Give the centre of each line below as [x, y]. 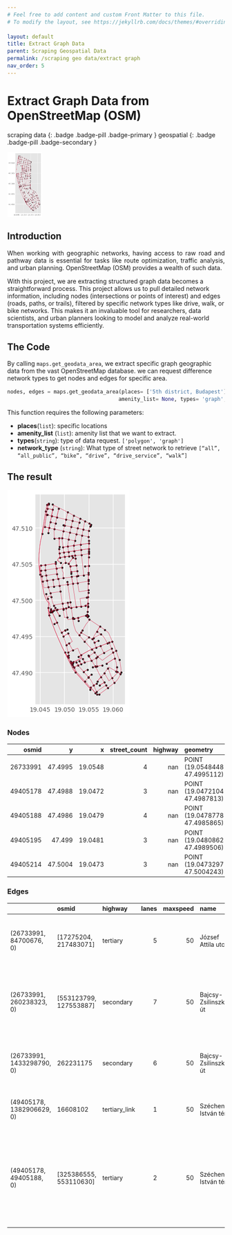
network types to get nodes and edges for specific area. [87, 378]
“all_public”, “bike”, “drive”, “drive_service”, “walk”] [102, 456]
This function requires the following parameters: [76, 413]
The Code [29, 347]
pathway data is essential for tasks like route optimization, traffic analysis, [116, 260]
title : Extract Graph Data [46, 44]
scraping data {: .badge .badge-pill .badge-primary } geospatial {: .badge [112, 134]
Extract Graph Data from [78, 101]
